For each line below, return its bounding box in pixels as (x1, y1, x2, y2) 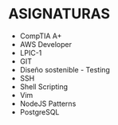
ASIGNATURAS (8, 5, 110, 23)
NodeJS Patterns (19, 99, 77, 108)
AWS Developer (19, 39, 72, 49)
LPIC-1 (19, 48, 42, 57)
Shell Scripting (19, 81, 69, 92)
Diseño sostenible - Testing (19, 64, 110, 74)
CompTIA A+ (19, 31, 62, 41)
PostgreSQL (19, 107, 60, 116)
